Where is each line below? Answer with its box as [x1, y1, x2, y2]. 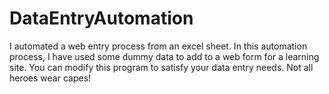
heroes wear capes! [9, 72, 92, 84]
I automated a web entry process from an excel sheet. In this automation [9, 40, 308, 52]
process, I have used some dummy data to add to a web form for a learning [9, 50, 320, 62]
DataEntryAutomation [9, 7, 194, 30]
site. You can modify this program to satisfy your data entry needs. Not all [9, 61, 314, 73]
